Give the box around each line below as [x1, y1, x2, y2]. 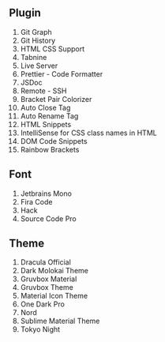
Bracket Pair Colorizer [20, 94, 92, 103]
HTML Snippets [20, 119, 72, 129]
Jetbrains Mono [20, 189, 72, 198]
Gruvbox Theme [20, 283, 73, 292]
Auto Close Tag [20, 103, 71, 112]
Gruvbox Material [20, 274, 77, 284]
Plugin [9, 6, 42, 20]
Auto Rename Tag [20, 111, 79, 121]
